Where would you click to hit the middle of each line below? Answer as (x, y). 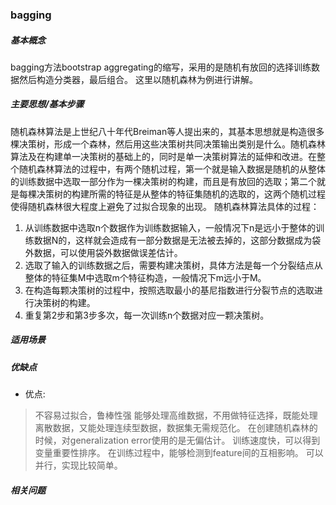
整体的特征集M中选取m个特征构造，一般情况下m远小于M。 (145, 277)
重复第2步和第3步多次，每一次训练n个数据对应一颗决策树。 (147, 315)
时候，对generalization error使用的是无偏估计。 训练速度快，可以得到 (177, 440)
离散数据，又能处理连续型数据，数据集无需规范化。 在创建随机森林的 (176, 428)
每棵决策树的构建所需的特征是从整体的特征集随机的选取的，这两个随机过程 (172, 194)
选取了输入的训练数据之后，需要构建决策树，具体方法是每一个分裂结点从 (173, 265)
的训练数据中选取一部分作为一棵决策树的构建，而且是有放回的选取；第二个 (163, 181)
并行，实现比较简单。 (78, 465)
